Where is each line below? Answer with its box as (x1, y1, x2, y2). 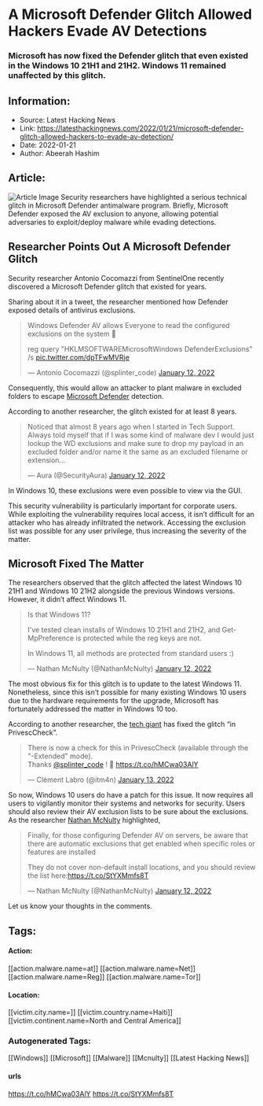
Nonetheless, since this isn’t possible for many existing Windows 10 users (8, 688, 247, 697)
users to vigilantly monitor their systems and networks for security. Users (8, 798, 246, 808)
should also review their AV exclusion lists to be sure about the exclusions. (8, 807, 249, 817)
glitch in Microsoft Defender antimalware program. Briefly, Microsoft (8, 201, 229, 210)
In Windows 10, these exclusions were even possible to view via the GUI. (8, 485, 243, 495)
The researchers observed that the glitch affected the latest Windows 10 (8, 578, 242, 588)
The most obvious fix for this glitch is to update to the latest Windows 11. (8, 679, 242, 689)
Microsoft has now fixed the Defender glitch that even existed (8, 50, 249, 61)
